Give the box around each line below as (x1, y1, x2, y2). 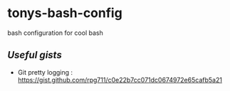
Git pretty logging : (17, 68, 73, 76)
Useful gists (7, 49, 62, 61)
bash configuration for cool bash (7, 28, 103, 37)
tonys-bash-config (7, 5, 122, 21)
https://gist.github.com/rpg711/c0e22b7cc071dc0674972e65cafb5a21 (17, 75, 223, 84)
